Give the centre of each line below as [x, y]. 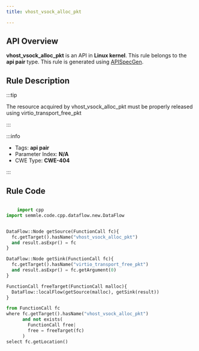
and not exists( [42, 320]
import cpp [31, 210]
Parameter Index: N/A [42, 154]
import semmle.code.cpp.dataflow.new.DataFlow [65, 215]
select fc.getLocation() [37, 341]
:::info [13, 136]
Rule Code [26, 191]
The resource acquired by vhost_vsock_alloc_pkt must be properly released [99, 107]
